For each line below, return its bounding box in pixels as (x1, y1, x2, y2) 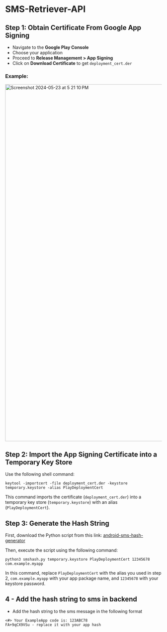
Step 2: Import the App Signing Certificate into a (5, 450, 158, 458)
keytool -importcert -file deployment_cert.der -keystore (5, 481, 128, 486)
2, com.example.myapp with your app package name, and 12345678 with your (5, 575, 159, 581)
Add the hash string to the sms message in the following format (12, 608, 143, 614)
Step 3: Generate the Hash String (5, 519, 109, 527)
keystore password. (5, 580, 46, 587)
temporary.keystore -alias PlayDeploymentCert (5, 485, 103, 490)
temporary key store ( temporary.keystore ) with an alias (5, 499, 118, 505)
